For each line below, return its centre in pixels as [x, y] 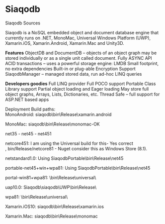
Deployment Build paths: [30, 109]
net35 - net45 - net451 [28, 133]
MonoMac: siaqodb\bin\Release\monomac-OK [53, 124]
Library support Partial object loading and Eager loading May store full [77, 89]
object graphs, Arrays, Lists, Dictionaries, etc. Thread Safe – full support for [82, 94]
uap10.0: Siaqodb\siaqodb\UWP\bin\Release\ [51, 187]
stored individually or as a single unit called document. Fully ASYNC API [79, 58]
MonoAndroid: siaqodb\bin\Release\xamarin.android [58, 114]
